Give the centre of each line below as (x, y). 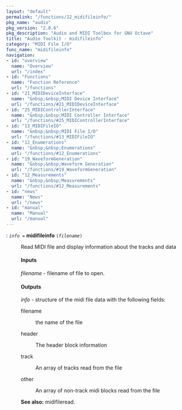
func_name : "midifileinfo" (39, 50)
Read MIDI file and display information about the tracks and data (99, 246)
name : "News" (27, 197)
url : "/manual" (30, 219)
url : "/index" (28, 72)
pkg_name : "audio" (28, 22)
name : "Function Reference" (46, 83)
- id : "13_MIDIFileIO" (34, 126)
